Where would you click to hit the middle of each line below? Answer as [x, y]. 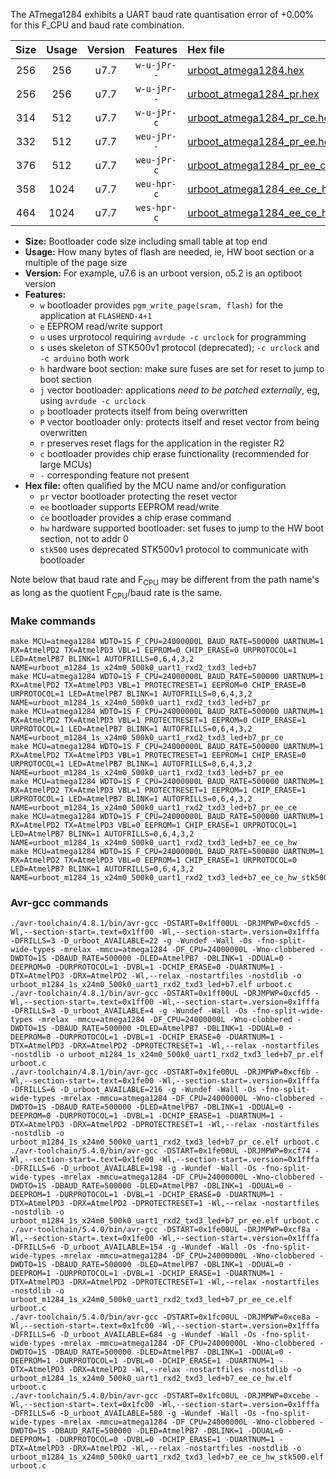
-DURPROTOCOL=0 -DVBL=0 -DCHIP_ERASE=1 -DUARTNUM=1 [164, 1440]
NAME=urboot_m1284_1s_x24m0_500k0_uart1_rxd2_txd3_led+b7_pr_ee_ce [154, 807]
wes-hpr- [156, 207]
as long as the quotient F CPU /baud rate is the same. [116, 593]
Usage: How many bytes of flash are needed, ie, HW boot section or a [169, 252]
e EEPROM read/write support [101, 326]
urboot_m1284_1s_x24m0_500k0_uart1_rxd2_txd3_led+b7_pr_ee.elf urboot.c [165, 1221]
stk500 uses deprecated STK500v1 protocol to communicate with [174, 549]
